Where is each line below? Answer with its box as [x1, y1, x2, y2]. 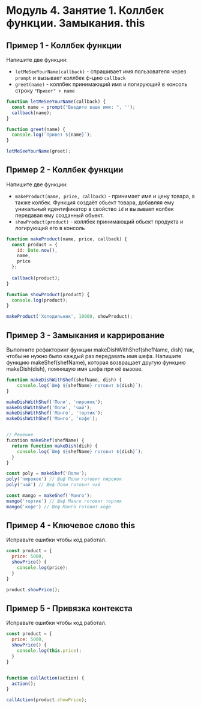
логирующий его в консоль [14, 224, 85, 231]
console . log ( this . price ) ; [17, 648, 82, 654]
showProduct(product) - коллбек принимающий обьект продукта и [14, 218, 184, 225]
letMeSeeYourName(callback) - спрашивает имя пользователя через [14, 68, 187, 75]
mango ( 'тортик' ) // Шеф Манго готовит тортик [6, 498, 122, 504]
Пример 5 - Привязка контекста [6, 603, 133, 613]
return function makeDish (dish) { [11, 443, 98, 449]
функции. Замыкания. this [6, 16, 145, 30]
